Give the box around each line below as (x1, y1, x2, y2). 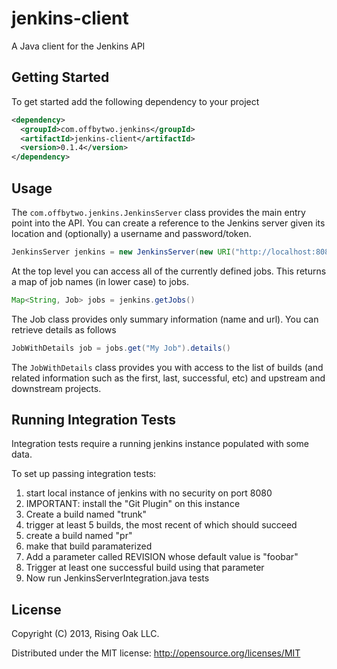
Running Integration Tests (11, 411, 176, 428)
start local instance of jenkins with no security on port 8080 (25, 487, 273, 499)
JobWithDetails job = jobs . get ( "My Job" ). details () (11, 343, 231, 353)
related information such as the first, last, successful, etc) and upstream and (11, 372, 326, 384)
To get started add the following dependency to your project (11, 95, 260, 107)
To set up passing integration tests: (11, 468, 157, 480)
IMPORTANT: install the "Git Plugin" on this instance (25, 498, 241, 510)
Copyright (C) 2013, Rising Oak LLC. (11, 628, 160, 640)
